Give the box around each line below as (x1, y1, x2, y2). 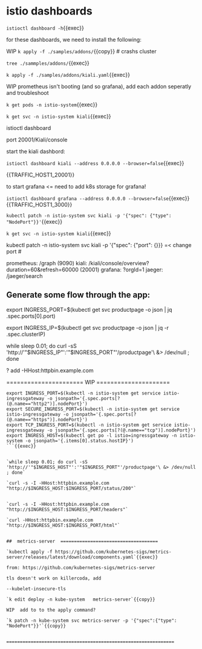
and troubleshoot (6, 89, 50, 96)
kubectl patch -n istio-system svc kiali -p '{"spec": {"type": (6, 213, 172, 219)
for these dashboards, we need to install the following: (6, 36, 142, 43)
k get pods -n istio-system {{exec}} (6, 101, 98, 108)
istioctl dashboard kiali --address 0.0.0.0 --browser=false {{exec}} (6, 159, 184, 167)
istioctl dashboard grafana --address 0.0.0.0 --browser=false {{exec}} (6, 195, 190, 202)
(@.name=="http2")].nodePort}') (6, 401, 88, 407)
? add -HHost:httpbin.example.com (6, 367, 94, 374)
